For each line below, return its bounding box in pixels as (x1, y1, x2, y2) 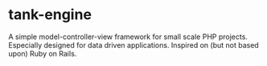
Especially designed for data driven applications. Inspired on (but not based (8, 40, 259, 49)
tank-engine (8, 6, 92, 24)
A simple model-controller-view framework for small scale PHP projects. (8, 32, 248, 41)
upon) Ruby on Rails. (8, 49, 77, 58)
